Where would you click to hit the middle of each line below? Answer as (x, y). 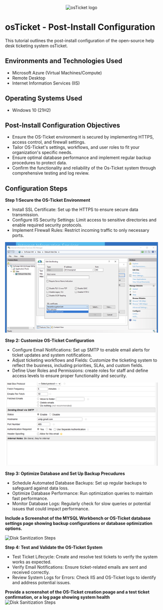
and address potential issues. (41, 582)
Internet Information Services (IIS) (46, 83)
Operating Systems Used (44, 98)
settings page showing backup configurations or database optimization (79, 523)
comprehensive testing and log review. (51, 173)
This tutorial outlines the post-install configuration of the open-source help (80, 40)
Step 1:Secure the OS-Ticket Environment (48, 200)
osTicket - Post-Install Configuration (80, 27)
